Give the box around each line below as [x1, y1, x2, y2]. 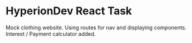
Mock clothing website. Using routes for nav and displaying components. [5, 24, 187, 31]
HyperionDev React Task [5, 4, 132, 18]
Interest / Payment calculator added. [5, 30, 96, 37]
